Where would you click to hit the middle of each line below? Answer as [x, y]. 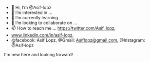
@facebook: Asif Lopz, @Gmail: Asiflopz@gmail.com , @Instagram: [78, 40]
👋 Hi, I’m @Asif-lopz [31, 7]
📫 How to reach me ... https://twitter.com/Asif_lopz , [63, 28]
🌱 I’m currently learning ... [37, 18]
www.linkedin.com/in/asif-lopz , [42, 35]
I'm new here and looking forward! [38, 55]
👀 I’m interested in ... [32, 12]
